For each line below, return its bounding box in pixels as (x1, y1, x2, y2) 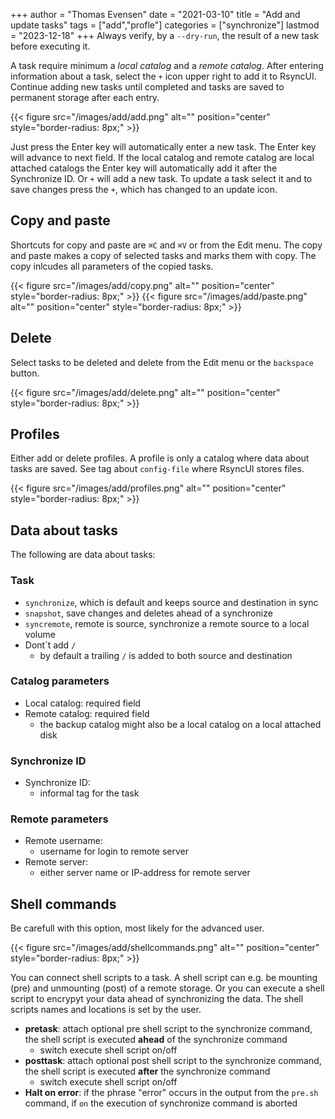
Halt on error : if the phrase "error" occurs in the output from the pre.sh (24, 1087, 319, 1099)
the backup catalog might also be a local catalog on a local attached (39, 718, 322, 730)
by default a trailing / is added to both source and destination (39, 649, 293, 661)
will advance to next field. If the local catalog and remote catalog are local (10, 152, 315, 163)
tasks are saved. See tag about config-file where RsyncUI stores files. (10, 463, 305, 475)
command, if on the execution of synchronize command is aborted (24, 1097, 298, 1109)
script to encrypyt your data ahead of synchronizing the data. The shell (10, 993, 304, 1005)
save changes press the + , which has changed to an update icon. (10, 184, 278, 195)
